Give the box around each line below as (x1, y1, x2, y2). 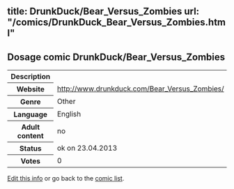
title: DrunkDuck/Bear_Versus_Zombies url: (7, 6, 200, 17)
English (56, 109, 81, 119)
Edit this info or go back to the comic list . (7, 174, 125, 183)
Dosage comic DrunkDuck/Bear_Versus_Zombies (7, 51, 226, 63)
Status (19, 144, 42, 153)
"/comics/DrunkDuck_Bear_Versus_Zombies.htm (7, 17, 226, 29)
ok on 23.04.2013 (56, 143, 118, 153)
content (17, 131, 44, 141)
